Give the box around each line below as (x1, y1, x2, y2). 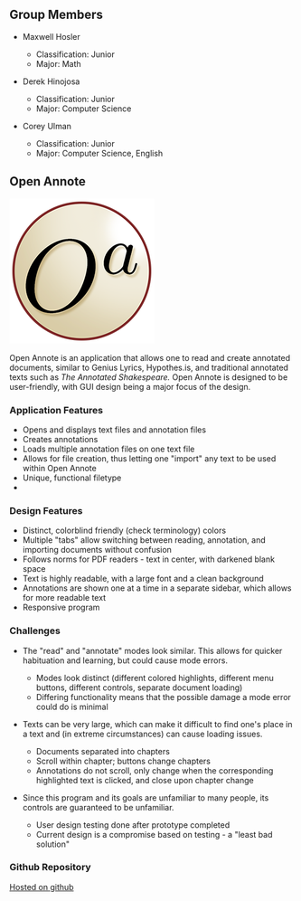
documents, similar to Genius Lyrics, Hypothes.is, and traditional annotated (9, 362, 289, 373)
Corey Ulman (22, 120, 72, 131)
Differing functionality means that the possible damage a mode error (35, 691, 292, 702)
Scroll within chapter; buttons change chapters (35, 755, 211, 766)
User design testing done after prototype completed (35, 819, 230, 830)
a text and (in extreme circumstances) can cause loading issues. (22, 728, 263, 739)
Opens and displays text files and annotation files (22, 424, 206, 435)
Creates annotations (22, 433, 99, 444)
